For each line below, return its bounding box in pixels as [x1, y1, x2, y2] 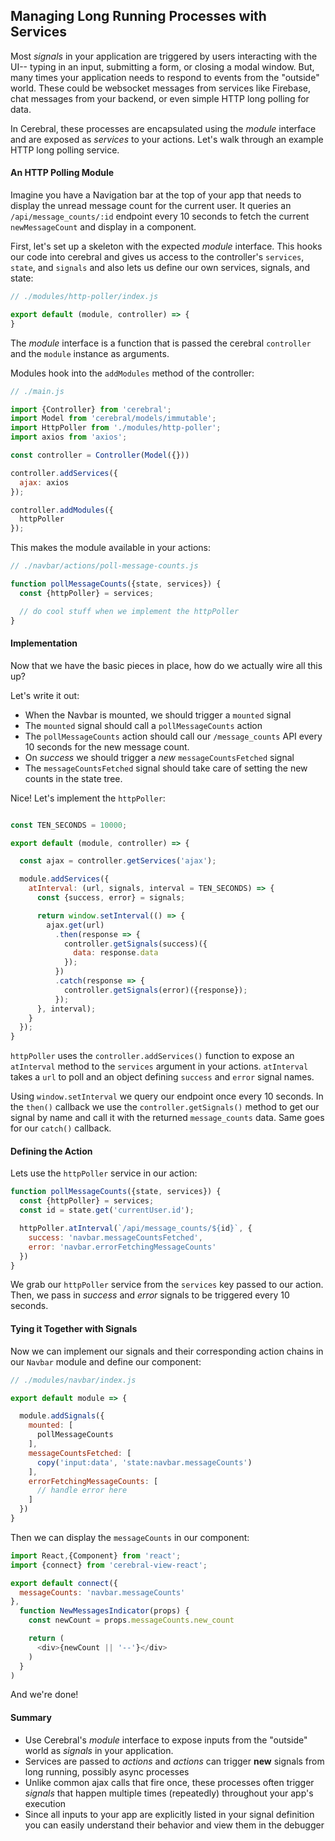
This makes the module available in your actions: [10, 542, 211, 554]
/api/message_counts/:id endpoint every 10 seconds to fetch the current [10, 210, 310, 223]
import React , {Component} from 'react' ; [10, 1550, 182, 1561]
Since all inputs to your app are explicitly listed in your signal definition [24, 1808, 315, 1820]
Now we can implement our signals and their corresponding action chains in [10, 1345, 324, 1357]
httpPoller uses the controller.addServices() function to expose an [10, 1050, 295, 1062]
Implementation [10, 637, 78, 649]
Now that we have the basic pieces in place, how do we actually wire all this [10, 659, 323, 671]
